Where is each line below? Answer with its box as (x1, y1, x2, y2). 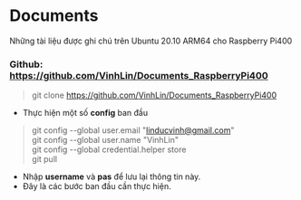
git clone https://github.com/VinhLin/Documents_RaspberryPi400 (31, 90, 277, 100)
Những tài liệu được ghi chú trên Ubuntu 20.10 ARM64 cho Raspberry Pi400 (9, 35, 293, 46)
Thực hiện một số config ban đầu (22, 108, 148, 119)
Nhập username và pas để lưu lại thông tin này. (22, 171, 201, 182)
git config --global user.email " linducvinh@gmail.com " (31, 125, 235, 136)
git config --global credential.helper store (31, 144, 187, 155)
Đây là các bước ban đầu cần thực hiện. (22, 181, 171, 192)
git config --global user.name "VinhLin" (31, 135, 180, 146)
